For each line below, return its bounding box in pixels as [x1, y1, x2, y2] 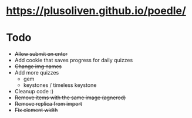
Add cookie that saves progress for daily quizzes [14, 57, 133, 64]
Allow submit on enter [14, 50, 68, 58]
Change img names [14, 63, 62, 70]
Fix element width [14, 107, 58, 114]
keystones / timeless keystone [23, 82, 97, 89]
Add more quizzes [14, 69, 59, 76]
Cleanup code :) [14, 88, 54, 95]
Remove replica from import [14, 100, 82, 107]
